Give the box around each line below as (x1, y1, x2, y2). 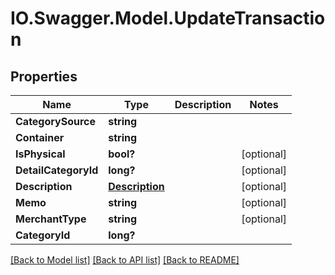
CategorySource (15, 115, 96, 128)
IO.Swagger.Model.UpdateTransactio (10, 7, 326, 30)
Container (15, 131, 65, 144)
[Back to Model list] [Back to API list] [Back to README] (10, 254, 240, 266)
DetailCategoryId (15, 163, 99, 177)
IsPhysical (15, 147, 66, 161)
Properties (10, 68, 78, 85)
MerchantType (15, 212, 87, 226)
